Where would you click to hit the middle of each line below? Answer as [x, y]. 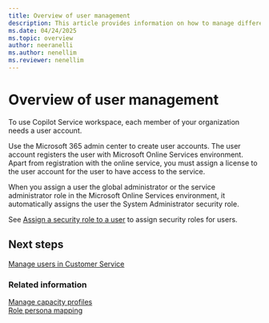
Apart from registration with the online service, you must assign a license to [133, 163]
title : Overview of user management [69, 16]
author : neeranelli [41, 46]
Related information [48, 285]
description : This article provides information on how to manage [121, 23]
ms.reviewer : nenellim [46, 61]
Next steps [36, 245]
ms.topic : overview [41, 38]
